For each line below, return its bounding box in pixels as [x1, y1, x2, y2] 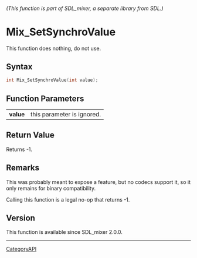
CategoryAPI [6, 246, 37, 253]
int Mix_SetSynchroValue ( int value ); [6, 77, 98, 83]
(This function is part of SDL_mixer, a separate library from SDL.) [6, 5, 164, 12]
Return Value [6, 130, 55, 140]
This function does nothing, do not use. [6, 45, 101, 52]
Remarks [6, 163, 40, 173]
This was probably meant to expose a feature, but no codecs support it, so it [6, 178, 191, 185]
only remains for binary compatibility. [6, 185, 96, 192]
